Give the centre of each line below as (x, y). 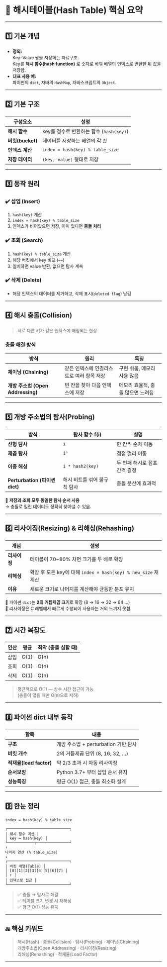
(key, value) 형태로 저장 (70, 159)
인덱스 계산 (20, 150)
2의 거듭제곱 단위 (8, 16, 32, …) (92, 754)
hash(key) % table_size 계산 (42, 254)
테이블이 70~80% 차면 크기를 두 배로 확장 (76, 559)
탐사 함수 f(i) (87, 434)
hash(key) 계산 (27, 215)
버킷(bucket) (23, 141)
